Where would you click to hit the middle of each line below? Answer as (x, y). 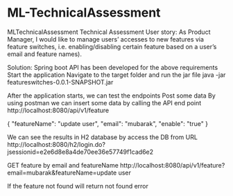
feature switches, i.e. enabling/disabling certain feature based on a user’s (112, 46)
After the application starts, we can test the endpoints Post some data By (112, 96)
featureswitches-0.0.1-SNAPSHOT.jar (60, 82)
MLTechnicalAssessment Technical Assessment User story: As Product (109, 32)
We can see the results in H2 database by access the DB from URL (102, 137)
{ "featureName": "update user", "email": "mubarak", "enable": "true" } (108, 123)
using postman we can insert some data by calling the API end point (104, 103)
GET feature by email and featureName (63, 165)
